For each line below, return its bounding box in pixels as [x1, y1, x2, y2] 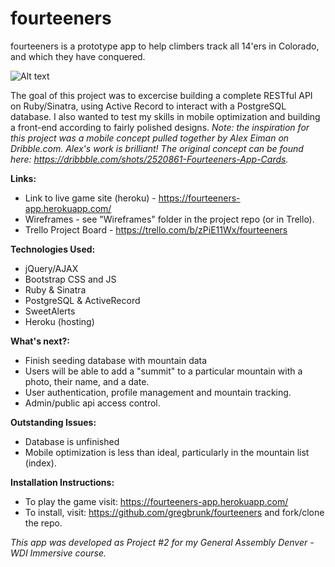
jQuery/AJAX [24, 262, 79, 274]
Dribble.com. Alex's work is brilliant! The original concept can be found [10, 142, 304, 154]
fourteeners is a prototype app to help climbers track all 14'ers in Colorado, [10, 40, 320, 52]
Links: [10, 172, 37, 184]
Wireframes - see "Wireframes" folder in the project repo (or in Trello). [24, 213, 315, 225]
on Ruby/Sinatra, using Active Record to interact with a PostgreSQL [10, 100, 287, 112]
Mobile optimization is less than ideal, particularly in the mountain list [24, 446, 310, 458]
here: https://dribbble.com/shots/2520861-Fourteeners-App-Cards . [10, 153, 289, 165]
